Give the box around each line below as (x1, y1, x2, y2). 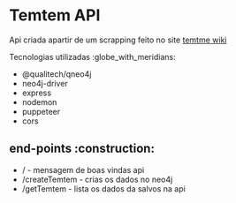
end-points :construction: (9, 141, 155, 156)
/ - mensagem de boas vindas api (21, 164, 145, 175)
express (21, 87, 51, 98)
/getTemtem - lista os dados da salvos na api (21, 183, 186, 194)
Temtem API (9, 5, 101, 26)
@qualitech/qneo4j (21, 68, 92, 79)
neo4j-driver (21, 78, 68, 88)
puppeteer (21, 106, 60, 117)
